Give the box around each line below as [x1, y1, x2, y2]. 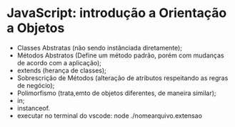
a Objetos [6, 20, 65, 36]
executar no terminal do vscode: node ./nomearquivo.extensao [16, 111, 203, 120]
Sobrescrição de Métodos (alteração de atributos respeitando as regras [16, 73, 229, 82]
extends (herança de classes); [16, 66, 106, 74]
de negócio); [16, 81, 55, 89]
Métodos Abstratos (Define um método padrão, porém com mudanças [16, 51, 224, 60]
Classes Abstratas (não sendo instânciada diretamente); [16, 43, 183, 52]
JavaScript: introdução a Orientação [6, 5, 227, 21]
